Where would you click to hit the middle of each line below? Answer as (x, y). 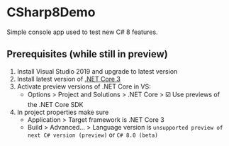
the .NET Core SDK (55, 104)
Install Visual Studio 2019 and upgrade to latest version (97, 71)
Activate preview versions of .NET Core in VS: (84, 86)
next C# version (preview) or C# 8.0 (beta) (93, 135)
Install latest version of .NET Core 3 (69, 79)
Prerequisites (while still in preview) (87, 54)
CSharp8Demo (51, 12)
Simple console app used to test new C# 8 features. (82, 32)
